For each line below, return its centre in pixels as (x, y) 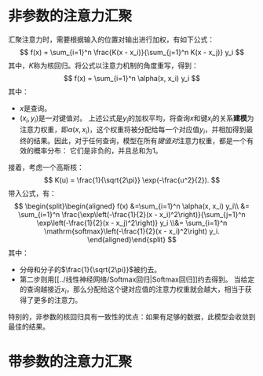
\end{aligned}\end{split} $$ (132, 239)
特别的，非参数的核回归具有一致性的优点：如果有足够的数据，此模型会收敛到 (132, 317)
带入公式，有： (32, 193)
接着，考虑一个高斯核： (46, 167)
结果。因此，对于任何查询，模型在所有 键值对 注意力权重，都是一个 (140, 140)
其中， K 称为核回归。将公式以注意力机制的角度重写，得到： (103, 65)
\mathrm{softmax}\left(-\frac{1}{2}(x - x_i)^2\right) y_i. (132, 231)
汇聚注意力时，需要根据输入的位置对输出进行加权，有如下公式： (111, 39)
